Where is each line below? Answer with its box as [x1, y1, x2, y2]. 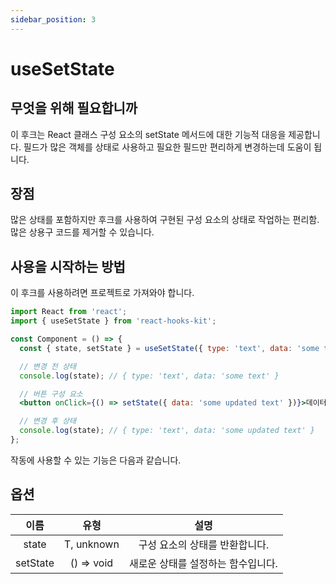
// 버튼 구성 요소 [19, 389, 83, 399]
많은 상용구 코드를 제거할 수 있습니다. [10, 226, 155, 238]
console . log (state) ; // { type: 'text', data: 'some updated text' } [19, 426, 315, 436]
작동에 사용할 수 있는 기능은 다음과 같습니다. [10, 454, 182, 466]
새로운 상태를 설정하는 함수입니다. [128, 556, 278, 570]
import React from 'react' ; [10, 307, 128, 317]
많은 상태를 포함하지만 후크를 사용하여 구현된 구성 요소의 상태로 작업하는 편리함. [10, 214, 320, 226]
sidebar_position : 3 [10, 14, 97, 25]
